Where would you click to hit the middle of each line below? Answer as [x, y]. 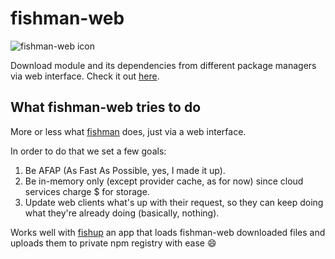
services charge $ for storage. [87, 191]
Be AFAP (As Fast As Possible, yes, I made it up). [125, 170]
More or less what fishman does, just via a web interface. [128, 131]
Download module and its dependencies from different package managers [163, 65]
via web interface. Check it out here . [85, 76]
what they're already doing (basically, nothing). [122, 213]
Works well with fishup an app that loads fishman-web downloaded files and [168, 232]
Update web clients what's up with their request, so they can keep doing [174, 202]
